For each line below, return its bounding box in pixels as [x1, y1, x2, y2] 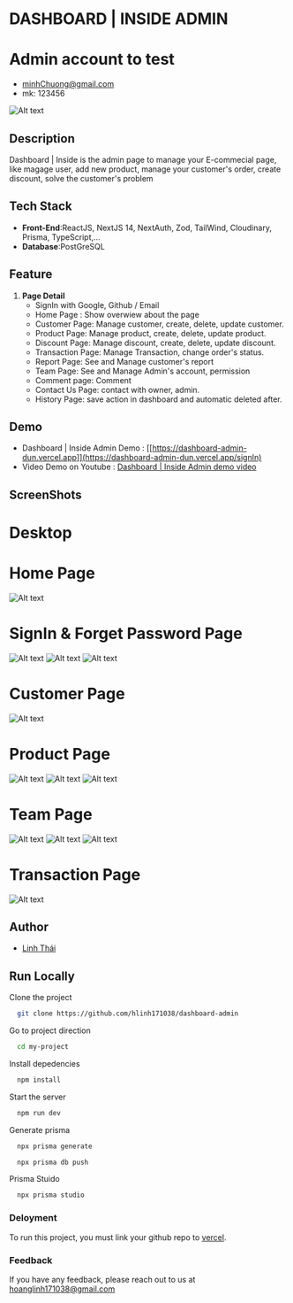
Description [9, 131, 75, 146]
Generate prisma [9, 1124, 71, 1135]
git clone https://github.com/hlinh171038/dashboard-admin [17, 1009, 239, 1018]
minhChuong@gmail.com [21, 79, 115, 89]
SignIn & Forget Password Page [9, 624, 243, 644]
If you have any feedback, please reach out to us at [9, 1274, 196, 1284]
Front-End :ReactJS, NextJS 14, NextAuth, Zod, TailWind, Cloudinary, [21, 222, 272, 233]
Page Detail [21, 290, 65, 301]
